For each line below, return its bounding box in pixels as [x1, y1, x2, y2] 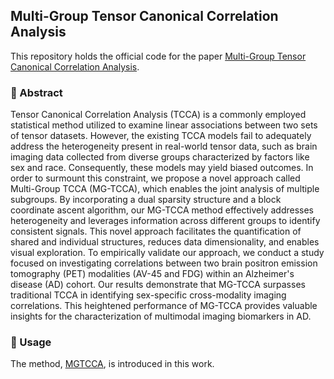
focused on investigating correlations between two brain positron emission [10, 257, 318, 269]
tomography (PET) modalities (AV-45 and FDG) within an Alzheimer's [10, 268, 295, 280]
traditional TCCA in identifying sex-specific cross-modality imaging [10, 289, 287, 301]
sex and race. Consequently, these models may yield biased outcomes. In [10, 162, 314, 174]
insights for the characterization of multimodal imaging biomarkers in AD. [10, 310, 312, 323]
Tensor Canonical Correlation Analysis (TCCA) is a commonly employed [10, 109, 307, 121]
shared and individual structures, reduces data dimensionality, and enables [10, 236, 320, 248]
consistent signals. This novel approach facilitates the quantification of [10, 225, 302, 238]
